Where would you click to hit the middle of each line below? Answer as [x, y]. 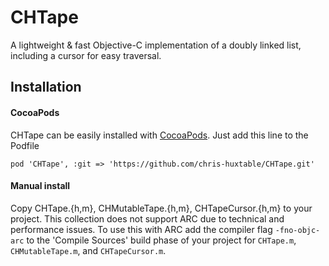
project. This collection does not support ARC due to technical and [147, 218]
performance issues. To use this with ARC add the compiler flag [141, 229]
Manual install [40, 186]
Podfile [25, 145]
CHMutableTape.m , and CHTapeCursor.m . [88, 250]
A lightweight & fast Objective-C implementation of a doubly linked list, [156, 45]
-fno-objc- [297, 230]
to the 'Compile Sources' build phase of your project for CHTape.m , [161, 240]
